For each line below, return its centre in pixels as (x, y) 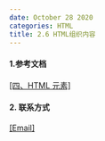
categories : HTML (41, 26)
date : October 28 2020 (51, 17)
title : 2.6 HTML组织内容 (52, 34)
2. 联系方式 (30, 107)
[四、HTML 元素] (40, 85)
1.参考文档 (28, 63)
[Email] (22, 128)
